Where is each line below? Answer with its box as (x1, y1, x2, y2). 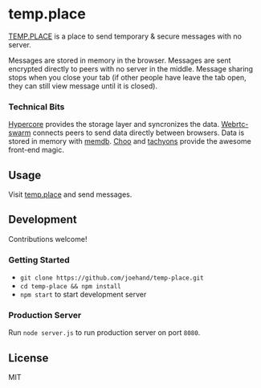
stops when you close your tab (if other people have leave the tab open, (8, 72, 247, 82)
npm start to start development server (19, 290, 147, 300)
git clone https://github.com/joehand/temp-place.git (19, 274, 204, 282)
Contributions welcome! (8, 234, 88, 243)
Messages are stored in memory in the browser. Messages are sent (8, 55, 231, 65)
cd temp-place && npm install (19, 283, 122, 291)
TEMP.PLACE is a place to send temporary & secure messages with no (8, 31, 243, 41)
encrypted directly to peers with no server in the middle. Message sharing (8, 63, 254, 73)
